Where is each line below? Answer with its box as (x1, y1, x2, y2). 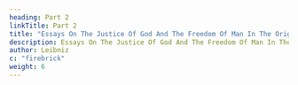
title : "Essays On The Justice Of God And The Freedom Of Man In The (9, 29, 272, 38)
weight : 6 (9, 63, 46, 72)
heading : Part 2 (9, 12, 69, 22)
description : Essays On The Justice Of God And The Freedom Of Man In (9, 37, 276, 47)
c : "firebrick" (9, 54, 66, 63)
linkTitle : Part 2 (9, 21, 77, 30)
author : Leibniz (9, 46, 69, 55)
